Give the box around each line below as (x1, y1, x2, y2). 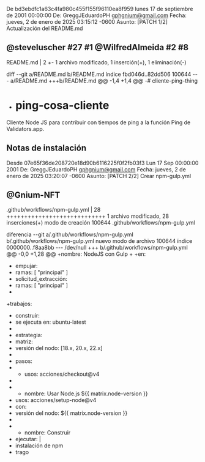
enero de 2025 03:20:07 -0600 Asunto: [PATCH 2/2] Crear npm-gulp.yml (6, 172, 192, 179)
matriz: (15, 338, 34, 345)
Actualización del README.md (6, 24, 83, 32)
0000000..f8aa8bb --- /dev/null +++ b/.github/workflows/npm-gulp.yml (6, 244, 188, 251)
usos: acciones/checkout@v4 (24, 370, 100, 378)
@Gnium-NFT (6, 190, 61, 200)
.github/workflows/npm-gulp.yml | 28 (6, 206, 101, 214)
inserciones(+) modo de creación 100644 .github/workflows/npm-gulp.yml (6, 219, 195, 226)
